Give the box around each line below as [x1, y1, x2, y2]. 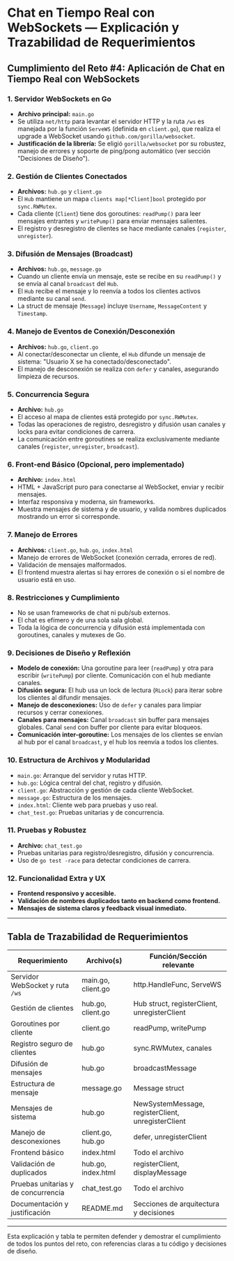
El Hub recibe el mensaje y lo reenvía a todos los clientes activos [17, 287, 201, 295]
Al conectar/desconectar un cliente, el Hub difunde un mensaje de [17, 350, 205, 358]
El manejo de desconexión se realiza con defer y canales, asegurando [17, 364, 219, 373]
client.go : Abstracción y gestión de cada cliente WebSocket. [17, 785, 194, 794]
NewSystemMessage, [133, 1099, 205, 1109]
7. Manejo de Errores [7, 530, 78, 540]
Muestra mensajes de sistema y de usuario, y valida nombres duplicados [17, 505, 226, 513]
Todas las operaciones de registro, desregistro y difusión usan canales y [17, 420, 226, 429]
